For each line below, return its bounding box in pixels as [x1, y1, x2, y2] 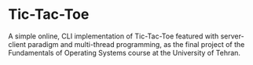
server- [220, 31, 245, 41]
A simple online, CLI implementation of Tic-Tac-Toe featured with [8, 31, 219, 41]
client [8, 39, 26, 49]
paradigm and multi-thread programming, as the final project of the [27, 39, 245, 49]
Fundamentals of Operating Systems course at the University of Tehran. [8, 48, 241, 57]
